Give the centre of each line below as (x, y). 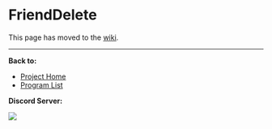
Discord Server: (36, 101)
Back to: (23, 60)
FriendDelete (53, 15)
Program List (41, 85)
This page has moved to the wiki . (64, 37)
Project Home (43, 76)
